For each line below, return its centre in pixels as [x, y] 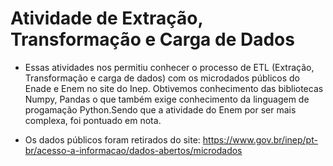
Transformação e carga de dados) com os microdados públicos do [162, 78]
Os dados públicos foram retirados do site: [112, 139]
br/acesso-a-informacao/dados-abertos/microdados [133, 150]
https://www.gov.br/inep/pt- [260, 139]
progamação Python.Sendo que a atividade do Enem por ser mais [160, 109]
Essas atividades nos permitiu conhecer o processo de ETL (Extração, [169, 67]
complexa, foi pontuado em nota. [93, 120]
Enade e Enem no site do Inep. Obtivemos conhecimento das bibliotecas [174, 88]
